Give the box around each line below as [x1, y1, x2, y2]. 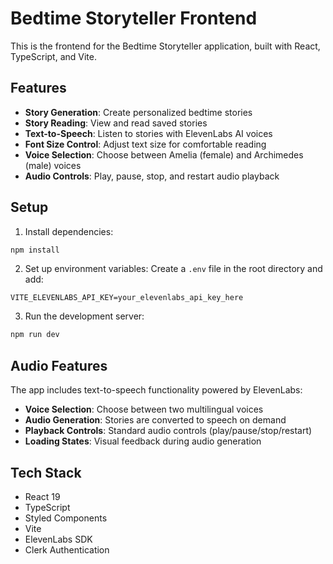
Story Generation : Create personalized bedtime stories [24, 106, 253, 118]
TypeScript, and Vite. [10, 50, 97, 62]
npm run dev [10, 330, 60, 340]
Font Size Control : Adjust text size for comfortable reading [24, 138, 267, 150]
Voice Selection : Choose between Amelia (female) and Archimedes [24, 148, 304, 161]
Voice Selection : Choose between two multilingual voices [24, 403, 264, 416]
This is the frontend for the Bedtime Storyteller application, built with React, [10, 40, 321, 52]
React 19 [24, 490, 61, 502]
